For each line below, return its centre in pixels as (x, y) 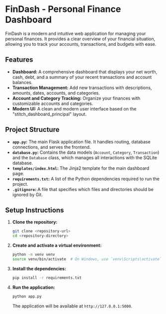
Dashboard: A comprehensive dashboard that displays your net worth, (85, 72)
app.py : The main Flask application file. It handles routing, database (81, 142)
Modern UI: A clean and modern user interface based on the (74, 108)
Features (19, 60)
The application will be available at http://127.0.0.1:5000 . (72, 306)
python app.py (27, 296)
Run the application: (34, 287)
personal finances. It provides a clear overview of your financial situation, (80, 39)
